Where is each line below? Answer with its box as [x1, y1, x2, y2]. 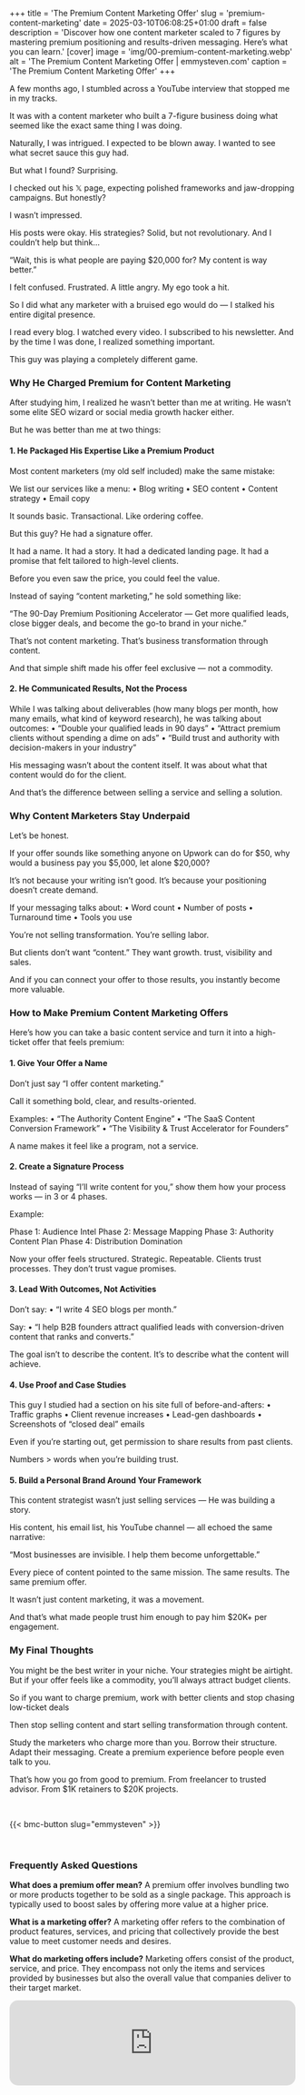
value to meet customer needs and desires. [9, 1935, 172, 1946]
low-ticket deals [9, 1702, 70, 1713]
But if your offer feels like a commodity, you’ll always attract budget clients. [9, 1675, 291, 1685]
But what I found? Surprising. [9, 165, 118, 175]
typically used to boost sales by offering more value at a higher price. [9, 1898, 270, 1910]
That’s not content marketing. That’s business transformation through [9, 635, 269, 646]
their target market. [9, 1981, 82, 1992]
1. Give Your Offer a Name [9, 1057, 108, 1068]
